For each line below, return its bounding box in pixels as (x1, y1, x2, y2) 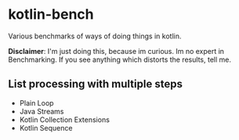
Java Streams (19, 106, 64, 116)
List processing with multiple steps (8, 77, 183, 91)
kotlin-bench (8, 5, 94, 23)
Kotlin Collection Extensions (19, 115, 110, 124)
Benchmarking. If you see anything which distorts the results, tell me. (8, 55, 231, 64)
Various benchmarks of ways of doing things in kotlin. (8, 31, 182, 41)
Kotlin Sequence (19, 123, 73, 132)
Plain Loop (19, 98, 54, 107)
